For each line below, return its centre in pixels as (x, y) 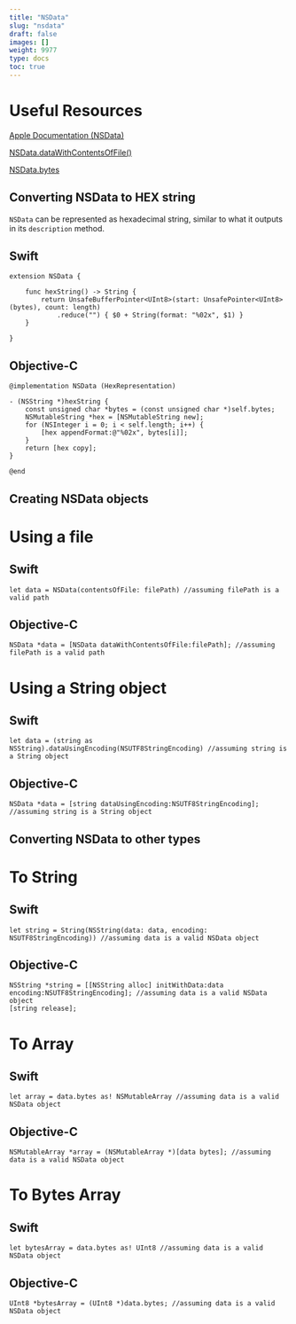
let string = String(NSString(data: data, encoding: (109, 930)
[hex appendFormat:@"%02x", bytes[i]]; (115, 433)
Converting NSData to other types (105, 839)
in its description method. (57, 228)
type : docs (29, 59)
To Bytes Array (65, 1195)
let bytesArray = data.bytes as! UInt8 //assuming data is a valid (136, 1248)
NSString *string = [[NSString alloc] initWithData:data (117, 985)
